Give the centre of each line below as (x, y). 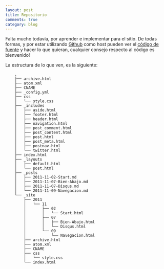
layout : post (19, 10)
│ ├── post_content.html (43, 133)
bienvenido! (18, 55)
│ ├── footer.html (36, 115)
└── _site (25, 195)
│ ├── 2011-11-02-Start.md (46, 177)
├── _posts (26, 173)
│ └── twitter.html (37, 151)
